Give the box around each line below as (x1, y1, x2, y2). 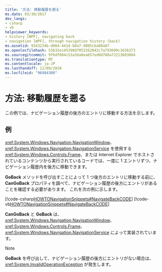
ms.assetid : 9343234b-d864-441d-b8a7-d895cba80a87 (5, 43, 110, 48)
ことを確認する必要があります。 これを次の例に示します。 (5, 186, 120, 192)
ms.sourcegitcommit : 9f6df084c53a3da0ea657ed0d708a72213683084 (5, 52, 136, 57)
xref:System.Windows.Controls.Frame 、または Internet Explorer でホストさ (5, 151, 155, 157)
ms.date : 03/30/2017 (5, 12, 47, 17)
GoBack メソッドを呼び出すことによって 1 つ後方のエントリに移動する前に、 (5, 174, 158, 180)
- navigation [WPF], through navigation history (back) (5, 39, 120, 44)
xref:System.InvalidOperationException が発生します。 (5, 261, 113, 267)
